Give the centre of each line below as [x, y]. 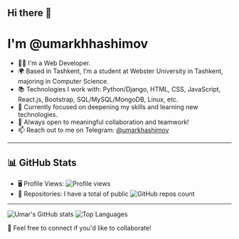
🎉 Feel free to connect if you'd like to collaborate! [79, 228]
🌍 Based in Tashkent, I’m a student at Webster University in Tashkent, [120, 71]
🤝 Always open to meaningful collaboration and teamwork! [103, 122]
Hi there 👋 [30, 13]
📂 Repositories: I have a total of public [73, 194]
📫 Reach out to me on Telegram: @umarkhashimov [93, 130]
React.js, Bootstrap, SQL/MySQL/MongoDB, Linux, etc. [98, 99]
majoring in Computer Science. [63, 82]
